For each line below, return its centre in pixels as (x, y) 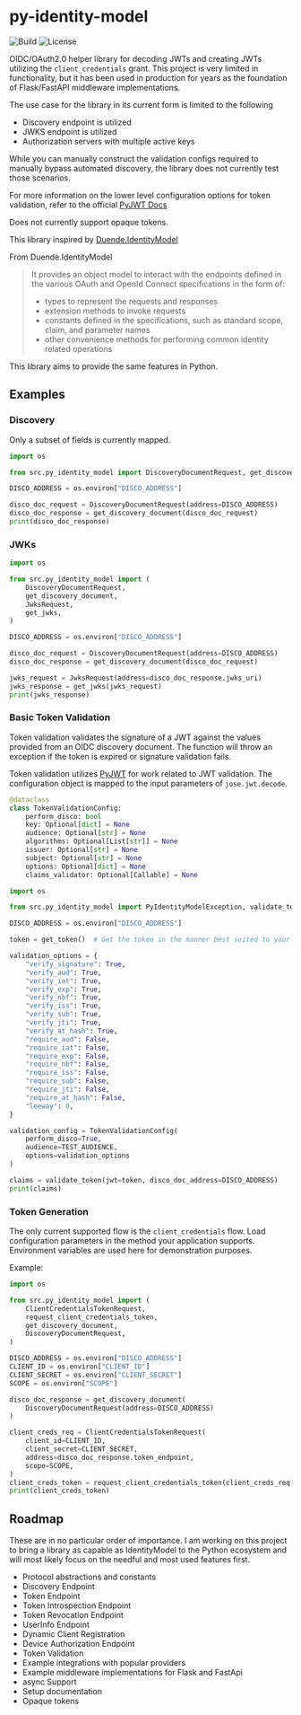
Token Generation (49, 1211)
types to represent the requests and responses (131, 301)
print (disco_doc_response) (60, 522)
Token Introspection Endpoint (77, 1605)
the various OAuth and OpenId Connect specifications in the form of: (158, 284)
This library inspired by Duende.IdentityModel (94, 239)
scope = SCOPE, (50, 1465)
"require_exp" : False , (68, 1056)
